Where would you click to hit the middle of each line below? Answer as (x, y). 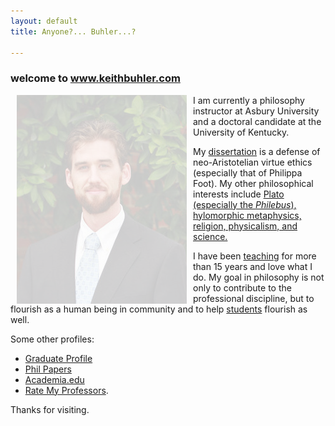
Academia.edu (54, 379)
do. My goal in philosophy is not (259, 277)
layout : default (44, 21)
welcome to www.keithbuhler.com (95, 78)
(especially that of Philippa (248, 172)
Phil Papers (48, 369)
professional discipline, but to (254, 298)
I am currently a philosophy (249, 100)
